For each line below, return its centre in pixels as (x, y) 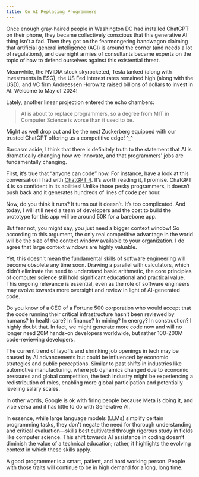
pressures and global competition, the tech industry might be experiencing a (100, 376)
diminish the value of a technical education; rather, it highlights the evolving (99, 443)
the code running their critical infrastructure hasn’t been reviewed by (90, 314)
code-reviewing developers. (41, 339)
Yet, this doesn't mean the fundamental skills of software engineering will (96, 258)
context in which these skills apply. (49, 450)
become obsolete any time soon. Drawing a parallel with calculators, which (98, 264)
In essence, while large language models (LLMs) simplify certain (85, 418)
